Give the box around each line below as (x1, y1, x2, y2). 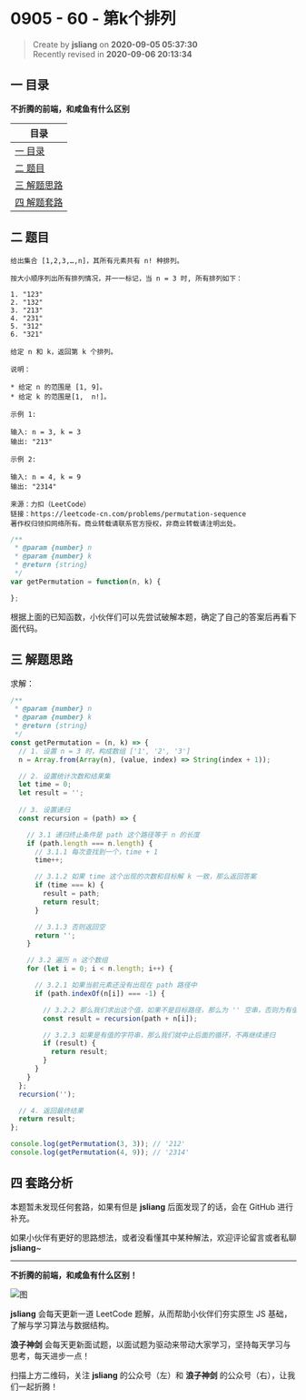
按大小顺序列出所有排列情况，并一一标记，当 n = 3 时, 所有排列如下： (10, 274, 243, 283)
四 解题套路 (15, 196, 64, 208)
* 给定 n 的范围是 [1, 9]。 (10, 382, 107, 391)
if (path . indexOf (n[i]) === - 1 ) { (34, 989, 166, 998)
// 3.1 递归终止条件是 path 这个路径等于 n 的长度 (26, 830, 201, 839)
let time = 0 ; (18, 780, 72, 789)
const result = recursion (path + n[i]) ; (43, 1014, 198, 1023)
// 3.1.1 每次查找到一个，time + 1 (34, 847, 158, 857)
